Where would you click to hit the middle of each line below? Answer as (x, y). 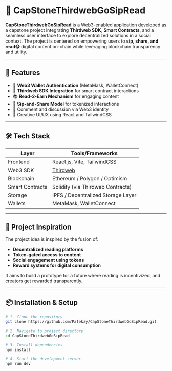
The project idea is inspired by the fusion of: (52, 239)
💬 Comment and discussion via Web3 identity (61, 109)
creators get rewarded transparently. (44, 281)
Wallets (17, 203)
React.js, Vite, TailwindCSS (84, 162)
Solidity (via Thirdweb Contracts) (92, 187)
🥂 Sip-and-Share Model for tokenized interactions (66, 104)
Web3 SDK (21, 170)
